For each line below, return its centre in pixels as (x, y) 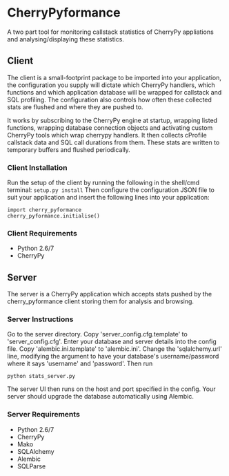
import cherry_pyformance (44, 210)
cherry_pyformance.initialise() (53, 216)
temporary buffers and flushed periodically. (69, 149)
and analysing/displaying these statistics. (66, 39)
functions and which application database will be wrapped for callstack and (114, 92)
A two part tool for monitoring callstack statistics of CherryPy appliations (110, 32)
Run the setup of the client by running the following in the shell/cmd (103, 183)
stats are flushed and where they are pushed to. (75, 107)
